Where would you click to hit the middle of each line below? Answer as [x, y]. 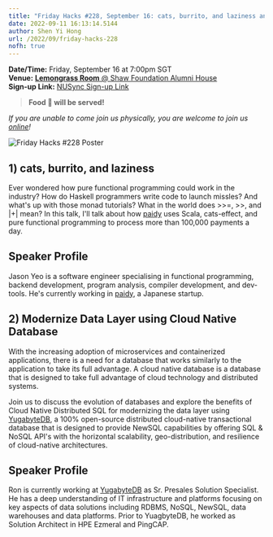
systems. [24, 386]
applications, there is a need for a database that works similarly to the [125, 360]
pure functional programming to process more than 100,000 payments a [129, 222]
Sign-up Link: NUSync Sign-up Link [69, 87]
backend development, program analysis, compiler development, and [124, 285]
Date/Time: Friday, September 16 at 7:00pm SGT [90, 69]
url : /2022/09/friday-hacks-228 [63, 39]
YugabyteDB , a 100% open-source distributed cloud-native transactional [130, 419]
